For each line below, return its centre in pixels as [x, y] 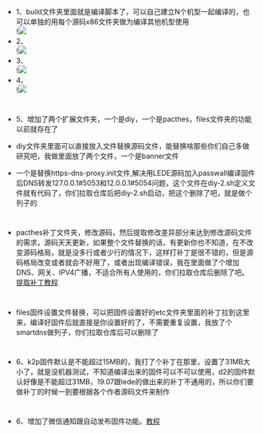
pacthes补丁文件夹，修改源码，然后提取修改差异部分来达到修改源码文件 [134, 232]
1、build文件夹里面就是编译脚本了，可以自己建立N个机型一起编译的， [129, 12]
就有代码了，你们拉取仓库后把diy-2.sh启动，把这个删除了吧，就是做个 [137, 193]
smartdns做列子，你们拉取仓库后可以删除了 [87, 332]
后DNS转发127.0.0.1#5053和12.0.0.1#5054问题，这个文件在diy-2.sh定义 [132, 183]
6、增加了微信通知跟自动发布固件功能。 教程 [88, 421]
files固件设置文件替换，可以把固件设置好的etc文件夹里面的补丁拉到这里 [132, 312]
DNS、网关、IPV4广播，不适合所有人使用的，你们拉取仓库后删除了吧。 [132, 272]
